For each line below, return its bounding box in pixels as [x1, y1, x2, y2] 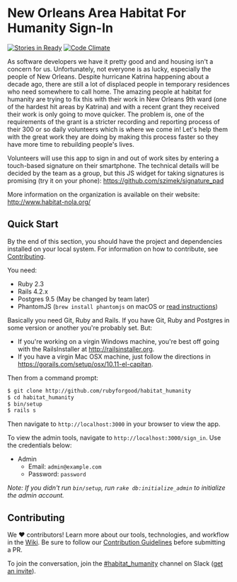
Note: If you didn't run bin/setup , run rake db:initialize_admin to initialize [7, 483, 226, 492]
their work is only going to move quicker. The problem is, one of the [7, 110, 204, 118]
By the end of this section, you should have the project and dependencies [7, 237, 223, 245]
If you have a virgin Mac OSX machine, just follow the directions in [17, 352, 211, 361]
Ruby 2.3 [17, 279, 45, 288]
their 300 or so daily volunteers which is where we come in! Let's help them [7, 125, 229, 133]
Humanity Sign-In [7, 20, 113, 36]
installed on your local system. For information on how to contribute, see [7, 245, 219, 253]
